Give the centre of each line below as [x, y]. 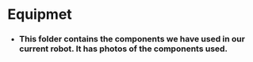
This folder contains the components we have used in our [132, 39]
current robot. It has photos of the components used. [123, 49]
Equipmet [40, 15]
